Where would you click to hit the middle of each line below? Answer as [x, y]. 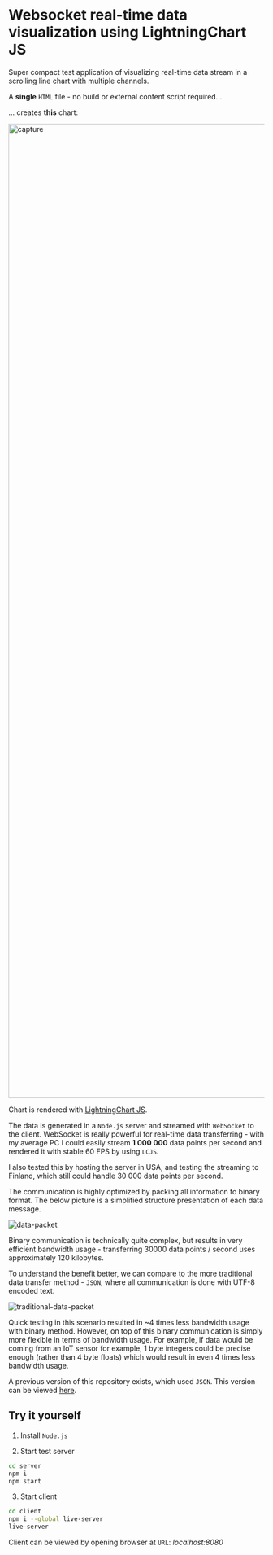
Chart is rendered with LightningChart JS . [78, 1110]
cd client [25, 1512]
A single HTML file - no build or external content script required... [115, 96]
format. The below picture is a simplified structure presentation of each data [136, 1200]
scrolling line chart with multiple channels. [79, 81]
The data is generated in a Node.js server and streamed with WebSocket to [131, 1125]
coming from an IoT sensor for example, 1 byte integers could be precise [130, 1348]
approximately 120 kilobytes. [56, 1257]
